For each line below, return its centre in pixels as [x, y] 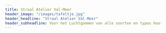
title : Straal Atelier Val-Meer [38, 9]
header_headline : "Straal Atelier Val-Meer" [52, 18]
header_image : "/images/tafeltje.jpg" [45, 14]
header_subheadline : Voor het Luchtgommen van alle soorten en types [78, 23]
